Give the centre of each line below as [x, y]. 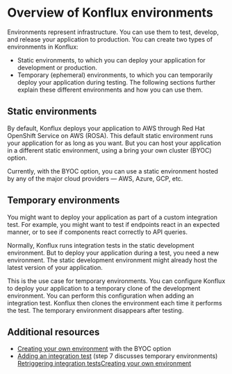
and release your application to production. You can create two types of [110, 39]
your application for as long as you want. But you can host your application [114, 143]
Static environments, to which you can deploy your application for [111, 60]
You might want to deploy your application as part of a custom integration [112, 217]
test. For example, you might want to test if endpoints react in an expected [114, 224]
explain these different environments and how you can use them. [110, 90]
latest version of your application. [55, 267]
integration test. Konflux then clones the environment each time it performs [115, 303]
